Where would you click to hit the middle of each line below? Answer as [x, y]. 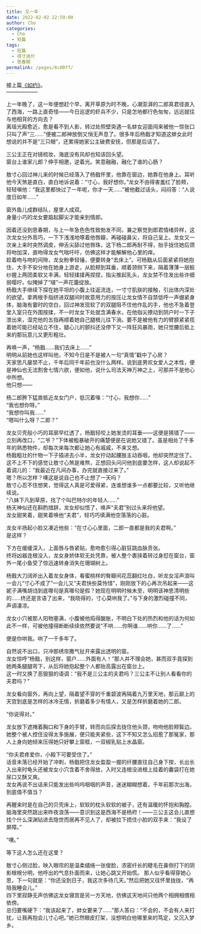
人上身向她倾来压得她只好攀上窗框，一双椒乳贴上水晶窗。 [77, 742]
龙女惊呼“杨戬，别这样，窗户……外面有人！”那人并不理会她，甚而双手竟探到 [100, 659]
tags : [13, 46]
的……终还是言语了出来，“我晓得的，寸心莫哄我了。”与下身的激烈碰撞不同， [98, 598]
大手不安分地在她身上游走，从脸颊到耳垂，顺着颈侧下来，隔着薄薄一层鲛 [106, 268]
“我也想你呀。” [23, 405]
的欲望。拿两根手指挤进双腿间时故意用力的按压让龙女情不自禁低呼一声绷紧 [98, 298]
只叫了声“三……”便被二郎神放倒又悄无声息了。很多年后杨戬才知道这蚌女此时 [99, 134]
